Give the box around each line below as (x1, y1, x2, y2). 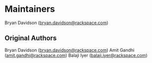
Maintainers (4, 3, 55, 15)
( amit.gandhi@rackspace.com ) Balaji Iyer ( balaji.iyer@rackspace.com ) (4, 52, 148, 58)
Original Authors (4, 34, 57, 42)
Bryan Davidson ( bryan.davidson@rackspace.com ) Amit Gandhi (4, 47, 135, 53)
